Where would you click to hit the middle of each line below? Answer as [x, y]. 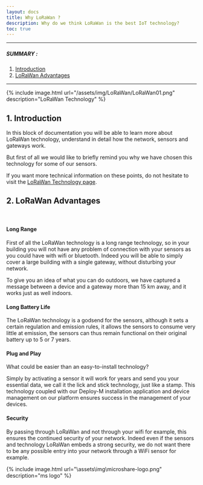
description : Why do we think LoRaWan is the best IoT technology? [93, 23]
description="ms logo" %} [39, 475]
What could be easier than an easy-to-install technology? [78, 367]
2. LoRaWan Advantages [53, 201]
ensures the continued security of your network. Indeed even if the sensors [100, 438]
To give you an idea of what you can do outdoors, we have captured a [93, 280]
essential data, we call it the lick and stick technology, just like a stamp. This [101, 385]
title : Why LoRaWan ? [34, 18]
